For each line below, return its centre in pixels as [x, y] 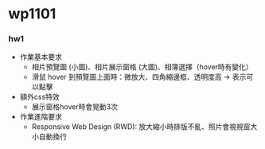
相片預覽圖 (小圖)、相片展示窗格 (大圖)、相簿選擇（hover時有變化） [142, 67]
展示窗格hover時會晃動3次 [74, 107]
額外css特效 [39, 97]
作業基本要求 [41, 57]
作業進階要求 [41, 117]
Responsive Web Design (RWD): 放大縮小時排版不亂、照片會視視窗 [141, 127]
